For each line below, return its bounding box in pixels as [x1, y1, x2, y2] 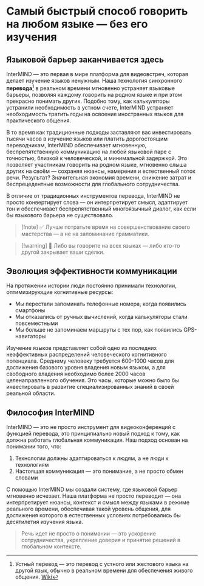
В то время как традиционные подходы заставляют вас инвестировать [6, 128, 192, 136]
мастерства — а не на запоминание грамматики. [21, 230, 150, 237]
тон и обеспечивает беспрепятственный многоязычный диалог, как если [6, 205, 196, 212]
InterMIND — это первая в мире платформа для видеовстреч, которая [6, 71, 188, 77]
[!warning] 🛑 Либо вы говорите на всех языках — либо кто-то [21, 242, 180, 249]
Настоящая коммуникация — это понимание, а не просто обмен [15, 467, 183, 475]
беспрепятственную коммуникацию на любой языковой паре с [6, 148, 172, 155]
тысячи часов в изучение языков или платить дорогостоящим [6, 135, 168, 142]
